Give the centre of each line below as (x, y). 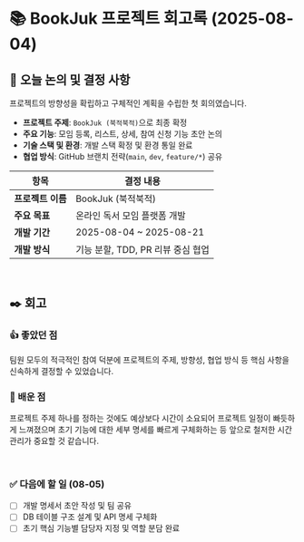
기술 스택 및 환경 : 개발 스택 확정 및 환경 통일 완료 (108, 145)
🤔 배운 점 (28, 397)
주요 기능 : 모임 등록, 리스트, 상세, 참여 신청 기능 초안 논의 (122, 134)
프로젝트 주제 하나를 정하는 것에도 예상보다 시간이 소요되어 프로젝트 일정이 (140, 418)
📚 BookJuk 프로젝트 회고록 (108, 19)
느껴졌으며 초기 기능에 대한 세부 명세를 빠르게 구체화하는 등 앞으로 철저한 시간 (156, 429)
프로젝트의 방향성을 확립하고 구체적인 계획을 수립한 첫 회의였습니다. (128, 103)
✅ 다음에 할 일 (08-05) (57, 484)
